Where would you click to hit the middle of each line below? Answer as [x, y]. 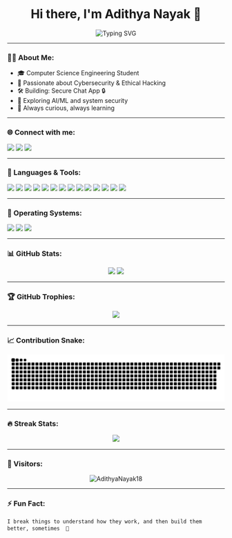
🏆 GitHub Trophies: [41, 297]
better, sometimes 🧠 [38, 528]
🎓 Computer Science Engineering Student [78, 73]
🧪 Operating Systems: [45, 213]
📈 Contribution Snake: [46, 340]
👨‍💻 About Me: [31, 57]
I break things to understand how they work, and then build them [105, 521]
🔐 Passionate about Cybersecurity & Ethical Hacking [91, 83]
